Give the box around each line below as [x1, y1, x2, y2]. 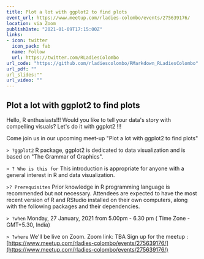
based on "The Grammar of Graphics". [6, 152, 104, 160]
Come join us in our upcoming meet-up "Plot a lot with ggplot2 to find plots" [6, 134, 198, 141]
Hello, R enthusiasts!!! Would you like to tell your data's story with [6, 116, 172, 123]
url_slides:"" [6, 72, 43, 78]
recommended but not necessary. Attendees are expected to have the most [6, 189, 197, 197]
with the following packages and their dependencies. [6, 203, 140, 210]
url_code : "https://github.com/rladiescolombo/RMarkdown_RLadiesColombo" [6, 60, 199, 66]
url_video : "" [6, 77, 43, 83]
